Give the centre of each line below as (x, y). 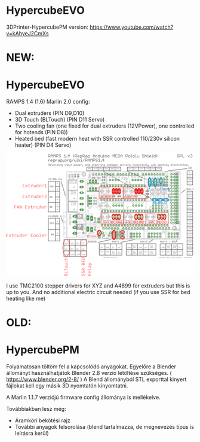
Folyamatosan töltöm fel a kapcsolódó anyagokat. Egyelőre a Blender (91, 367)
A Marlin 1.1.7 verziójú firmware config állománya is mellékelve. (83, 397)
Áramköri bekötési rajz (42, 420)
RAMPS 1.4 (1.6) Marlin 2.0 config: (48, 102)
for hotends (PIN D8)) (41, 132)
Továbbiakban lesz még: (36, 408)
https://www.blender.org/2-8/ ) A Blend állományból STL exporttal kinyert (96, 379)
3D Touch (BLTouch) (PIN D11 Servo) (60, 120)
